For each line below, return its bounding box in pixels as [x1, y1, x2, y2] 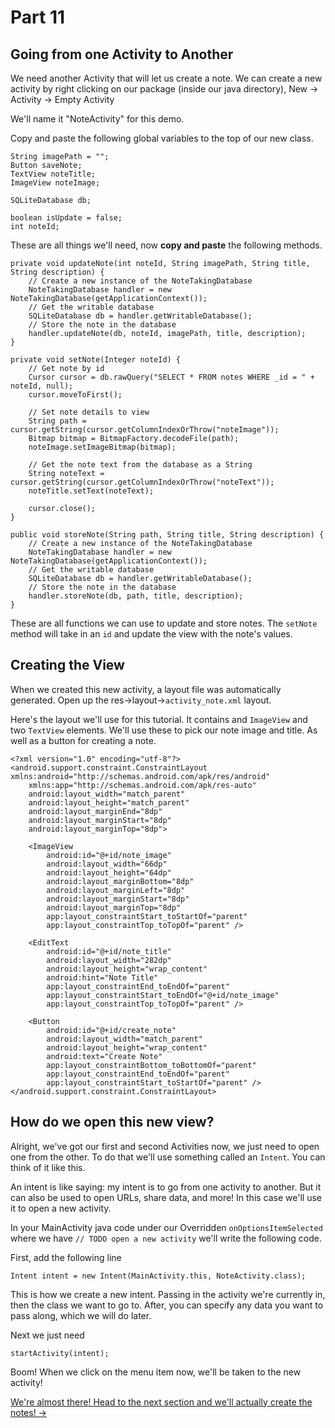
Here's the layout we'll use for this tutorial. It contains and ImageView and [10, 713, 308, 725]
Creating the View [10, 657, 125, 674]
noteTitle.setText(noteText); [28, 486, 155, 496]
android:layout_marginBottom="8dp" [46, 876, 195, 886]
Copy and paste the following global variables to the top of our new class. [10, 132, 314, 144]
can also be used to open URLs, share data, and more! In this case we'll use [10, 1191, 322, 1203]
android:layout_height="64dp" [46, 867, 172, 878]
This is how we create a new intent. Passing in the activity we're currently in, [10, 1288, 326, 1300]
